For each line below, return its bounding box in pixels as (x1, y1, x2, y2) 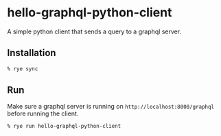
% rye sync (7, 65, 38, 72)
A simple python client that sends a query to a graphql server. (7, 27, 182, 36)
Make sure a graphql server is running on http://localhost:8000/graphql (7, 103, 215, 111)
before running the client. (7, 109, 79, 118)
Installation (7, 47, 56, 59)
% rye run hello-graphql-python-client (7, 123, 121, 130)
